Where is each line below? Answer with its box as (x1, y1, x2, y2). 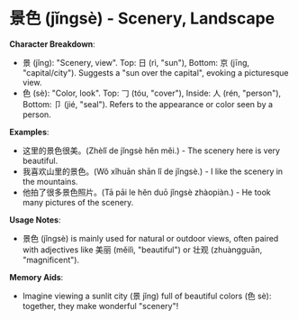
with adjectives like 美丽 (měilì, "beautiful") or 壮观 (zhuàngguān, (22, 244, 263, 255)
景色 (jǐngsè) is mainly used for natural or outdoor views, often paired (22, 233, 279, 243)
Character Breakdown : (9, 38, 96, 50)
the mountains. (22, 176, 78, 187)
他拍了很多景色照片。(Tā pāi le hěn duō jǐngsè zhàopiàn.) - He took (22, 187, 272, 197)
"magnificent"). (22, 254, 79, 265)
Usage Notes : (9, 214, 61, 225)
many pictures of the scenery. (22, 197, 134, 207)
